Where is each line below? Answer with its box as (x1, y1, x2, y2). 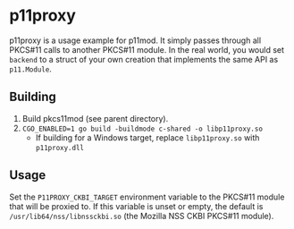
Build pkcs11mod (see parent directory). (21, 113, 169, 123)
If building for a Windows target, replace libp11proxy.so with (35, 131, 260, 143)
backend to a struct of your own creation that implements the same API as (9, 54, 279, 64)
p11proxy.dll (35, 143, 85, 152)
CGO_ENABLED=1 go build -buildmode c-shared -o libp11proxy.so (21, 124, 264, 133)
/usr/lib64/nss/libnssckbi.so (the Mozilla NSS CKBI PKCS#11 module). (9, 210, 274, 221)
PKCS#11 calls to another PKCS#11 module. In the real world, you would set (9, 44, 284, 55)
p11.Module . (9, 64, 52, 74)
